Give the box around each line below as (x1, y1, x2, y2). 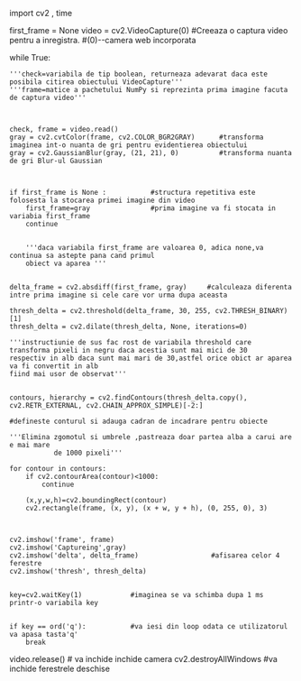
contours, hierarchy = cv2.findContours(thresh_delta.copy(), (9, 393, 248, 402)
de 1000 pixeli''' (53, 448, 123, 457)
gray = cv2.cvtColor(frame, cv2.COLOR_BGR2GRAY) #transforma (9, 133, 264, 142)
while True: (9, 52, 51, 62)
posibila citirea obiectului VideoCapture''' (9, 78, 183, 87)
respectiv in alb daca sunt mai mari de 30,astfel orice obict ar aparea (9, 354, 293, 363)
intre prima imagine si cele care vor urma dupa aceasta (9, 290, 228, 299)
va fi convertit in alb (9, 362, 99, 371)
